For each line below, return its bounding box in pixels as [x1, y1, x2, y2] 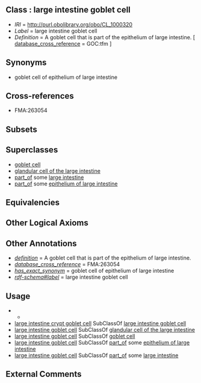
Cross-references [5, 91, 75, 101]
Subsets [5, 124, 37, 134]
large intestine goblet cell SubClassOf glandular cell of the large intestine [14, 326, 196, 334]
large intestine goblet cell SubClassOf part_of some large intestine [14, 352, 179, 359]
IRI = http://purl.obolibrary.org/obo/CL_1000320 [14, 20, 133, 28]
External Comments [5, 369, 82, 379]
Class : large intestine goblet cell [5, 5, 131, 15]
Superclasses [5, 145, 58, 155]
